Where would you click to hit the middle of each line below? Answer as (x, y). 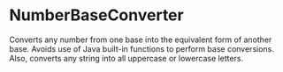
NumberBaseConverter (96, 15)
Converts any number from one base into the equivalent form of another (141, 40)
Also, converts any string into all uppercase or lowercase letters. (126, 58)
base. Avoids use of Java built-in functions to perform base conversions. (141, 48)
